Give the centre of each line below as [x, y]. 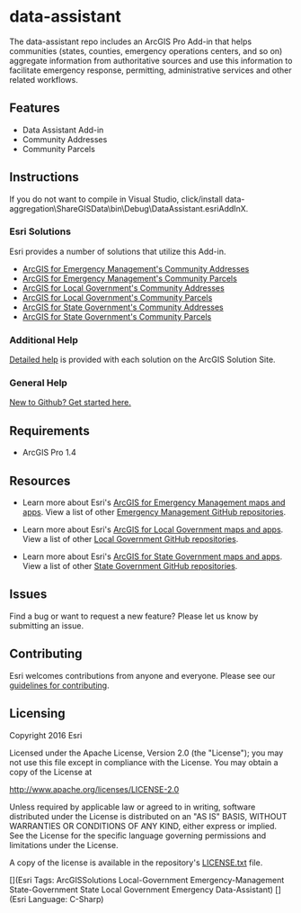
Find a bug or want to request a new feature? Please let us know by [134, 616]
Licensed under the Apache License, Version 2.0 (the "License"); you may [146, 753]
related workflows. [44, 79]
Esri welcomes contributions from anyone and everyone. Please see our [142, 675]
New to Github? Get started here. [71, 402]
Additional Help [44, 339]
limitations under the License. [64, 845]
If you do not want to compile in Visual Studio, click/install [116, 199]
